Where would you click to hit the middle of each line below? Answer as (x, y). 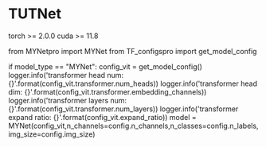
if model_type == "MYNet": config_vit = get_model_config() (106, 66)
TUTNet (35, 14)
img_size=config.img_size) (52, 134)
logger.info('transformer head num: (66, 75)
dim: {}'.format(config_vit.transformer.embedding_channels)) (108, 91)
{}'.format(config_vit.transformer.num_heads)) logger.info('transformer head (133, 83)
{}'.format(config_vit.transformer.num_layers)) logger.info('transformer (123, 109)
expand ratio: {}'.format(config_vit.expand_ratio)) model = (102, 117)
